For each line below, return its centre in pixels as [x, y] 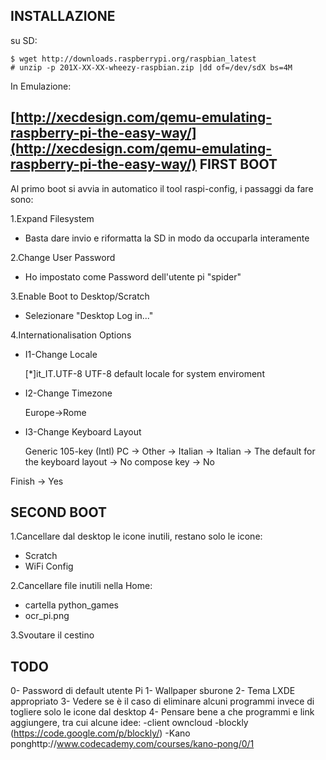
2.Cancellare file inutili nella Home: [81, 586]
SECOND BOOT [58, 512]
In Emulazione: [41, 86]
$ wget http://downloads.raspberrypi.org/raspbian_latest [133, 59]
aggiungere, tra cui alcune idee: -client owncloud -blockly [129, 723]
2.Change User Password [63, 257]
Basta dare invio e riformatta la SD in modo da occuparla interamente [167, 238]
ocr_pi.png [47, 616]
